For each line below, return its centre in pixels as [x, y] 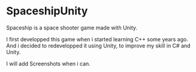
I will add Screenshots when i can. [49, 64]
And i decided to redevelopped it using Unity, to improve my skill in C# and [98, 46]
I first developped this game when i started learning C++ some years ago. [97, 39]
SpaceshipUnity [47, 11]
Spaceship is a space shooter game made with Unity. [72, 28]
